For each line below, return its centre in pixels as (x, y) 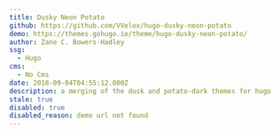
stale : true (31, 99)
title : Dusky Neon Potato (57, 17)
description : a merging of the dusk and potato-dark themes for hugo (140, 91)
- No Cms (33, 75)
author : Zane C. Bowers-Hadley (67, 42)
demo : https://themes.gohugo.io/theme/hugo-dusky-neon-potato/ (128, 33)
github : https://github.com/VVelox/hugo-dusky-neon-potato (121, 26)
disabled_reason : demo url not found (79, 115)
